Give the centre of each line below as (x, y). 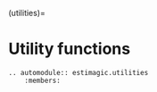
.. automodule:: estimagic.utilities (78, 72)
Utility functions (70, 49)
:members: (43, 80)
